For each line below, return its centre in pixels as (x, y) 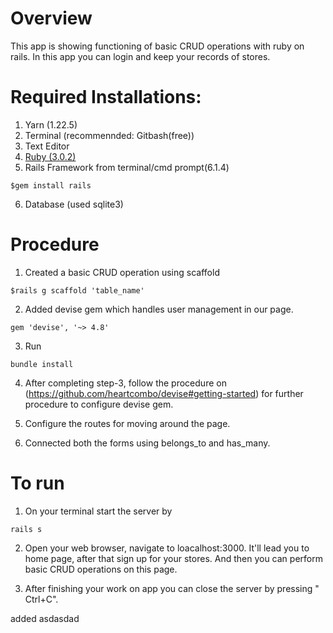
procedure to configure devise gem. (99, 404)
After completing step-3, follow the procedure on (125, 383)
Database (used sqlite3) (74, 204)
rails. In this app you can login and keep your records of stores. (140, 56)
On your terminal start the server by (98, 511)
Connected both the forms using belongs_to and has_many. (147, 443)
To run (37, 483)
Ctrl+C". (41, 599)
